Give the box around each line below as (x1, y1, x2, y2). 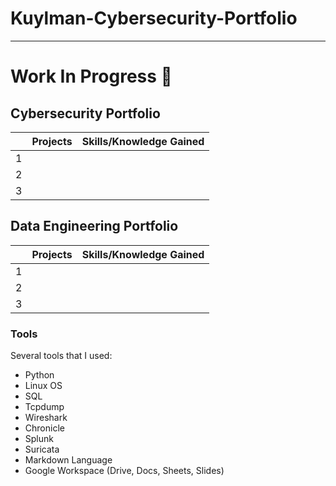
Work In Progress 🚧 (10, 65, 173, 88)
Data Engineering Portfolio (10, 218, 179, 235)
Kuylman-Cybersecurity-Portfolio (10, 7, 298, 30)
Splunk (24, 433, 54, 445)
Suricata (24, 443, 60, 456)
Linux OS (24, 380, 63, 392)
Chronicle (24, 422, 65, 434)
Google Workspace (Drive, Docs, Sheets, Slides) (24, 465, 225, 477)
